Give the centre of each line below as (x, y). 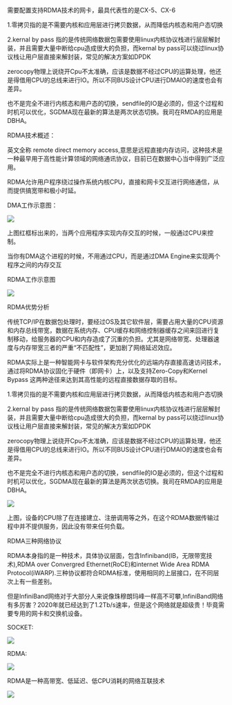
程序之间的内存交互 (35, 265)
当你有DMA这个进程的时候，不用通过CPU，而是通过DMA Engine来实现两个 (114, 256)
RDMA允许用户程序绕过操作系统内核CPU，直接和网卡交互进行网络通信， (110, 182)
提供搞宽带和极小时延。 (46, 191)
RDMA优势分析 (28, 307)
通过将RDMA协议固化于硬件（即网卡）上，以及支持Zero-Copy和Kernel (107, 371)
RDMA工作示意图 (31, 279)
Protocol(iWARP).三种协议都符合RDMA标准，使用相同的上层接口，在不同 (110, 573)
